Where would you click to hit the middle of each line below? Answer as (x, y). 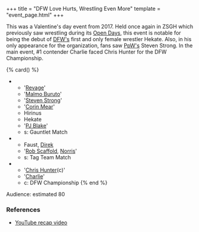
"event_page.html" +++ (35, 15)
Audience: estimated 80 (36, 194)
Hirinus (33, 113)
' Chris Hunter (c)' (45, 170)
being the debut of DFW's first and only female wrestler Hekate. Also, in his (99, 39)
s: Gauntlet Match (45, 132)
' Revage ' (35, 88)
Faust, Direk (39, 145)
